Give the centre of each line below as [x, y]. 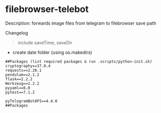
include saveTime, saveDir [45, 42]
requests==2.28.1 [23, 70]
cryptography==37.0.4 [28, 66]
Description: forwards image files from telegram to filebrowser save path [81, 23]
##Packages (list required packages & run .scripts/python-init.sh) [79, 61]
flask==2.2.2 [19, 79]
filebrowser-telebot [47, 9]
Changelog [17, 33]
